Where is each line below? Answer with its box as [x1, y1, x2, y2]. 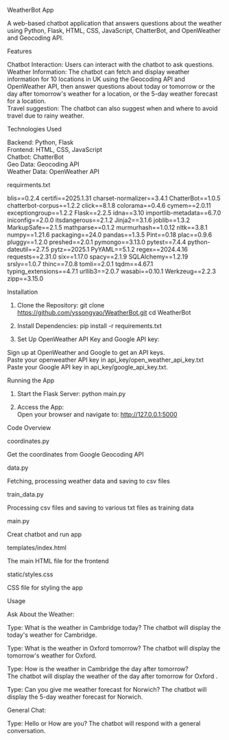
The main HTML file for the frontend [7, 557, 109, 565]
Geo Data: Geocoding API [7, 160, 80, 168]
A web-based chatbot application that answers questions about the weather [7, 19, 222, 27]
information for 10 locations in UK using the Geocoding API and [7, 75, 185, 83]
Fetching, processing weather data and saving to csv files [7, 477, 170, 485]
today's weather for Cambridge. [7, 631, 97, 639]
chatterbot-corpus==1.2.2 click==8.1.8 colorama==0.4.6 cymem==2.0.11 [7, 202, 211, 209]
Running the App [7, 376, 55, 384]
